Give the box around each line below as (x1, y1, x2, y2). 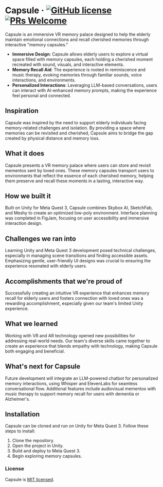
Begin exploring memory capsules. (12, 453, 82, 459)
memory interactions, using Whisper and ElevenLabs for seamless (5, 380, 138, 386)
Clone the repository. (12, 438, 54, 444)
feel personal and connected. (12, 93, 72, 98)
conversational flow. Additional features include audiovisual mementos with (5, 386, 156, 391)
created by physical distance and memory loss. (5, 135, 100, 141)
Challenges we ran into (5, 234, 76, 243)
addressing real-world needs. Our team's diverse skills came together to (5, 338, 150, 344)
